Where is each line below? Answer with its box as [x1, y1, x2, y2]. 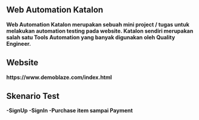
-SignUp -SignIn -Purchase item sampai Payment [6, 107, 133, 114]
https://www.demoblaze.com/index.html [6, 74, 112, 81]
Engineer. [6, 40, 32, 47]
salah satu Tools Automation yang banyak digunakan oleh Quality [6, 33, 175, 41]
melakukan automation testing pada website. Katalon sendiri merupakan [6, 27, 194, 34]
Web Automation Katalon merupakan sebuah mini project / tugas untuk [6, 21, 190, 28]
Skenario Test [6, 91, 59, 101]
